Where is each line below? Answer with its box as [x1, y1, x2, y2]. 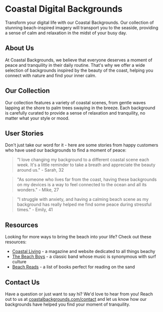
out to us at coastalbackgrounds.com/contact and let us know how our [5, 296, 147, 302]
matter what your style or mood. [5, 115, 70, 121]
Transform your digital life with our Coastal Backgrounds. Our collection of [5, 19, 154, 25]
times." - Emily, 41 [17, 207, 53, 213]
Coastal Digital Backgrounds [5, 3, 123, 15]
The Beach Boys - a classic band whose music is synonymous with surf [12, 253, 156, 259]
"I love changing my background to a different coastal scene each [17, 157, 149, 163]
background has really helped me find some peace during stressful [17, 201, 152, 208]
